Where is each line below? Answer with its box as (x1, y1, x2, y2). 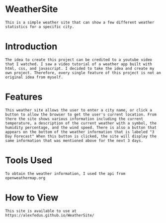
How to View (5, 192, 59, 203)
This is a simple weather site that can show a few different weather (5, 20, 155, 25)
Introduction (5, 41, 58, 52)
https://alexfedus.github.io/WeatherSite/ (5, 213, 94, 218)
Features (5, 91, 43, 103)
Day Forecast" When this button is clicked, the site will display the (5, 133, 157, 139)
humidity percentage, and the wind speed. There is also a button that (5, 125, 157, 130)
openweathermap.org (5, 175, 46, 180)
